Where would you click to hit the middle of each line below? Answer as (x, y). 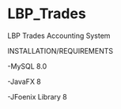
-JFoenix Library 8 (38, 96)
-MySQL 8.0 (27, 66)
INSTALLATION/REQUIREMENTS (60, 51)
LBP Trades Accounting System (59, 36)
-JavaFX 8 (24, 81)
